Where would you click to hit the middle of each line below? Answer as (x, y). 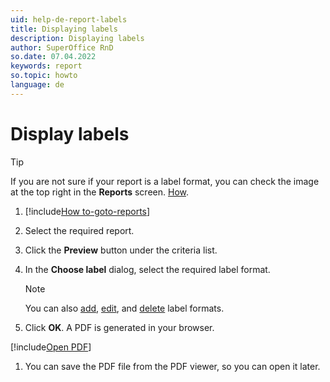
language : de (37, 85)
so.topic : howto (44, 76)
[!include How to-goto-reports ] (87, 211)
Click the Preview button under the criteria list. (121, 250)
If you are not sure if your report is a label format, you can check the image (165, 181)
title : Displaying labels (64, 29)
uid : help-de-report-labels (69, 19)
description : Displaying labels (77, 38)
